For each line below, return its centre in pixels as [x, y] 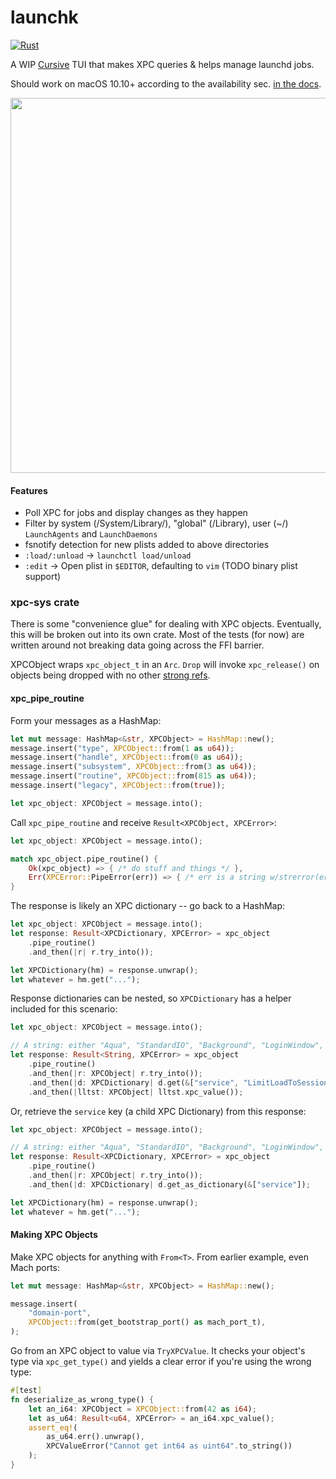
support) [43, 577]
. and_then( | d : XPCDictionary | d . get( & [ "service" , [134, 1082]
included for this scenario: [64, 1009]
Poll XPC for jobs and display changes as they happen [136, 513]
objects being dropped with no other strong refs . [110, 675]
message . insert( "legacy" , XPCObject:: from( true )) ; [118, 786]
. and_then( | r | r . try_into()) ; [91, 952]
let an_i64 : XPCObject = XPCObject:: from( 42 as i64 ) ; [142, 1409]
